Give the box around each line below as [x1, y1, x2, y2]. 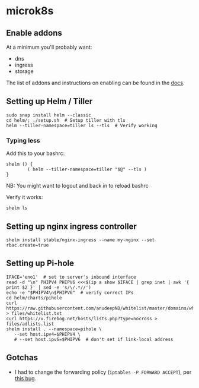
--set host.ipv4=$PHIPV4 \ [14, 331, 81, 337]
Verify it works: [6, 194, 43, 201]
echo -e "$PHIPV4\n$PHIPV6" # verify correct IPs [6, 289, 134, 295]
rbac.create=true [6, 242, 49, 248]
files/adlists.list [6, 321, 54, 327]
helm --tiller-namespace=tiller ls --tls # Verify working [6, 122, 158, 128]
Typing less [6, 136, 40, 144]
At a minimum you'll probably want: [6, 43, 92, 51]
